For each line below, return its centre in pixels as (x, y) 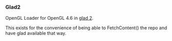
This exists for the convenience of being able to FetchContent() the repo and (86, 28)
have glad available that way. (36, 33)
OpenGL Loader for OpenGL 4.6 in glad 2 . (50, 18)
